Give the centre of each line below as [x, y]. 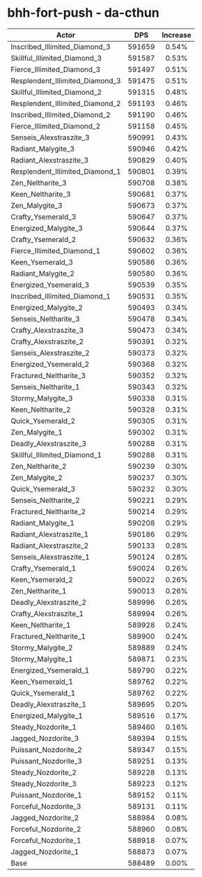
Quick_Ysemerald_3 [43, 488]
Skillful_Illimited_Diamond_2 [56, 92]
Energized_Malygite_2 [47, 307]
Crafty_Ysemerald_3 [44, 216]
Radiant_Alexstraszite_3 [50, 160]
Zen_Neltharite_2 [39, 466]
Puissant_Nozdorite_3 [46, 760]
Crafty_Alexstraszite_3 [47, 330]
